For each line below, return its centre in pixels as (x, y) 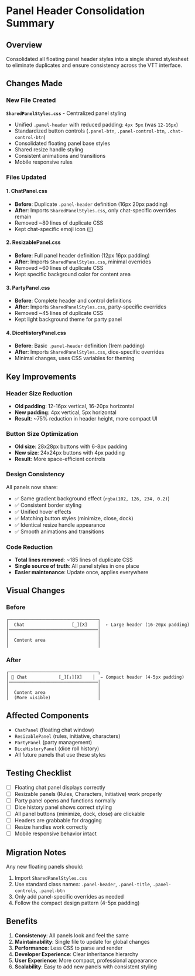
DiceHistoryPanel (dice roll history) (57, 748)
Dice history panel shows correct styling (63, 807)
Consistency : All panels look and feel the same (71, 935)
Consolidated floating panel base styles (62, 143)
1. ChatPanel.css (27, 191)
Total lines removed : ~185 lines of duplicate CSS (73, 560)
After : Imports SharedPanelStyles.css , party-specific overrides (90, 307)
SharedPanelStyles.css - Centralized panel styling (66, 113)
